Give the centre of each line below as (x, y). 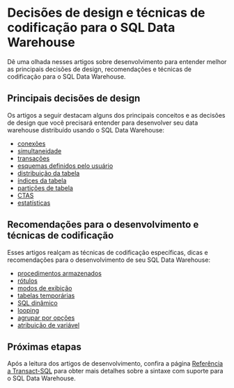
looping (28, 310)
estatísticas (34, 203)
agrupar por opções (46, 318)
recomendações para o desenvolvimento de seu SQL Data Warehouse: (109, 260)
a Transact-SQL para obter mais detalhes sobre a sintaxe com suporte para (115, 371)
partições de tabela (45, 188)
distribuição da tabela (48, 173)
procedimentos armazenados (60, 273)
